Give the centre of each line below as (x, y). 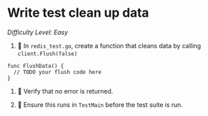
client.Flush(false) (47, 54)
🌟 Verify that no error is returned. (65, 91)
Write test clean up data (78, 13)
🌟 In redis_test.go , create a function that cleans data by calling (109, 45)
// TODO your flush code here (57, 72)
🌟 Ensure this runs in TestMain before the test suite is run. (100, 104)
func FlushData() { (36, 66)
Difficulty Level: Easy (38, 32)
